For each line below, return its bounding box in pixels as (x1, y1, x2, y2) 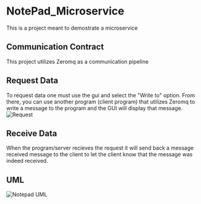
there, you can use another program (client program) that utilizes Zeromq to (6, 98, 196, 105)
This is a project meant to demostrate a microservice (6, 24, 138, 31)
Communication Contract (6, 42, 104, 52)
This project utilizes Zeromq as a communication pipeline (6, 58, 149, 65)
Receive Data (6, 128, 58, 139)
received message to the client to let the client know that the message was (6, 151, 193, 158)
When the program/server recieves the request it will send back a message (6, 144, 194, 152)
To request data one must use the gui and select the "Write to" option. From (6, 91, 196, 99)
